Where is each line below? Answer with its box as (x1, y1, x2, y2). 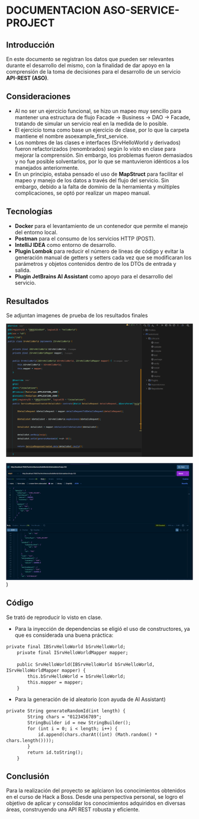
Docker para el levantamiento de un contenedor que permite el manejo (14, 222, 188, 229)
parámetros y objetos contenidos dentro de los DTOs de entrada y (14, 260, 176, 267)
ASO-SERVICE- (102, 4, 179, 17)
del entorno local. (14, 228, 58, 236)
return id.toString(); (27, 749, 84, 755)
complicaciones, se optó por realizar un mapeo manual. (14, 189, 151, 196)
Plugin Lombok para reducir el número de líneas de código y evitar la (14, 247, 184, 255)
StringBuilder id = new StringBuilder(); (27, 719, 131, 726)
